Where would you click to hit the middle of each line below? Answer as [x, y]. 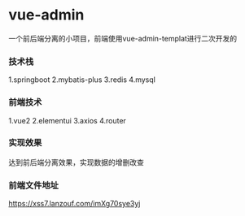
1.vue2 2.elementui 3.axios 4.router [67, 120]
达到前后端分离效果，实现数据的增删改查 [76, 162]
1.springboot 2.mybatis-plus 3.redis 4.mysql [82, 80]
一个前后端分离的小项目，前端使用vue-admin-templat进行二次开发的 [123, 38]
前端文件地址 [34, 185]
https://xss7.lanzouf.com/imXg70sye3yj [74, 204]
